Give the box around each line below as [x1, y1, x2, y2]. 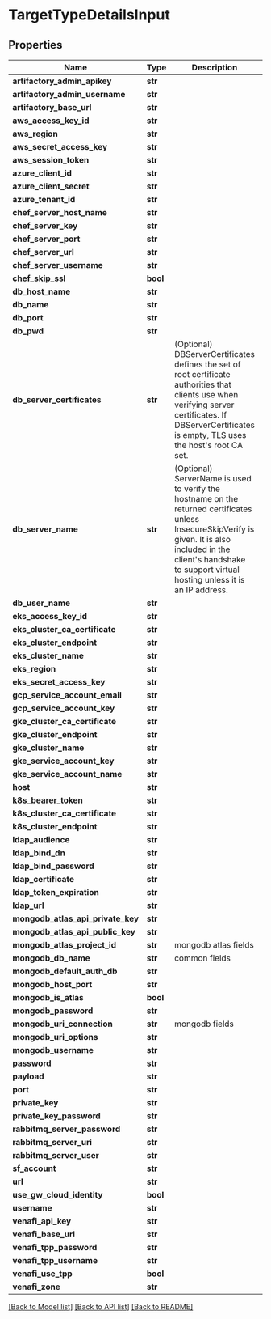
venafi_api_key [12, 1215, 72, 1227]
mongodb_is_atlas [12, 992, 85, 1003]
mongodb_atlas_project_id [12, 939, 117, 950]
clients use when [174, 389, 239, 400]
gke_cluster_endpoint [12, 729, 98, 740]
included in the [174, 544, 231, 555]
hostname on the [174, 494, 239, 504]
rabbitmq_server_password [12, 1123, 121, 1135]
